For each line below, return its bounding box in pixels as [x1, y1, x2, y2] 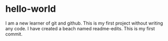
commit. [5, 31, 23, 37]
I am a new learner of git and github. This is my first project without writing [5, 20, 163, 26]
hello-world [5, 3, 57, 15]
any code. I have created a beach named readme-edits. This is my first [5, 25, 155, 31]
